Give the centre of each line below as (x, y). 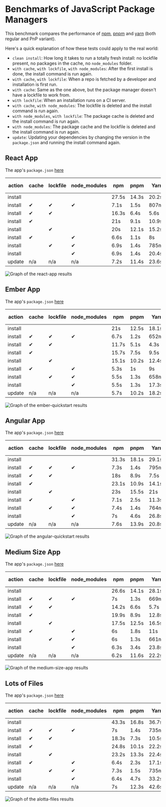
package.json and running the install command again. (66, 142)
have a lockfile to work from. (41, 95)
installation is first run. (35, 84)
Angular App (25, 421)
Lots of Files (24, 684)
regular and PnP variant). (30, 39)
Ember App (23, 289)
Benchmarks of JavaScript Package (80, 9)
